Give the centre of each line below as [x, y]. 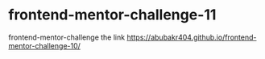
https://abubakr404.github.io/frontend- [192, 37]
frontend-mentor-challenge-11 [112, 15]
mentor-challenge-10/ [44, 45]
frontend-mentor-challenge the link [67, 37]
